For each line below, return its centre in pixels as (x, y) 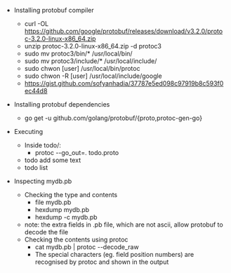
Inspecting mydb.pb (43, 181)
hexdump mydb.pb (62, 209)
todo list (36, 167)
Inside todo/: (42, 145)
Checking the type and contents (71, 195)
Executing (28, 132)
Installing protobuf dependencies (62, 104)
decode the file (46, 232)
